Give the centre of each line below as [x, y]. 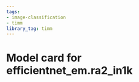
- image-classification [36, 17]
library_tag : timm [29, 28]
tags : [13, 12]
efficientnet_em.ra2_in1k [69, 71]
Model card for [44, 58]
